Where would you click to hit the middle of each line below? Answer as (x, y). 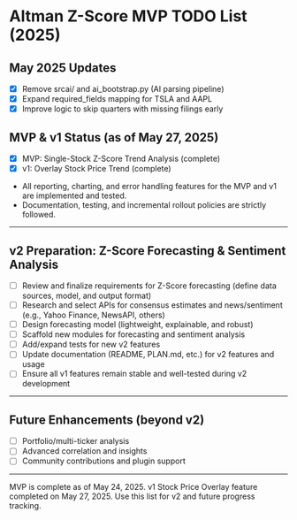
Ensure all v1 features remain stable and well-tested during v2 (134, 374)
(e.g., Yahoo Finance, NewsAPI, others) (93, 315)
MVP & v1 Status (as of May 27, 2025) (114, 138)
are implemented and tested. (74, 195)
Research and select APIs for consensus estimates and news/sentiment (152, 305)
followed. (38, 215)
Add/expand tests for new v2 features (91, 344)
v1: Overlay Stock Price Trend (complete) (96, 169)
